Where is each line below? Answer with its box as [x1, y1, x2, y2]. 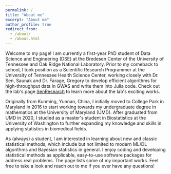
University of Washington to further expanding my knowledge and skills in [5, 120, 162, 126]
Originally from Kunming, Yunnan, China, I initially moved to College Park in [5, 98, 164, 104]
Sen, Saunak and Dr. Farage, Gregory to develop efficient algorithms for [5, 78, 157, 84]
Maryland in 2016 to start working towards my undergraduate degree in [5, 104, 157, 110]
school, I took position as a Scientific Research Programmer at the [5, 66, 145, 72]
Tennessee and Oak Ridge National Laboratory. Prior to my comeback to [5, 61, 158, 67]
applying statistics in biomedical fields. [5, 125, 87, 131]
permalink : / [5, 7, 33, 13]
